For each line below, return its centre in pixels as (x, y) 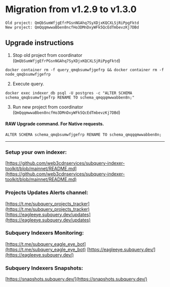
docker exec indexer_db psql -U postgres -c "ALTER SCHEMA (69, 93)
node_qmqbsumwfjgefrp (28, 74)
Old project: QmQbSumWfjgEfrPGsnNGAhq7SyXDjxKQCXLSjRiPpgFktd (72, 23)
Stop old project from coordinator (47, 55)
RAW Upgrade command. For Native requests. (55, 124)
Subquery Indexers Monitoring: (45, 233)
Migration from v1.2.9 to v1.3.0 (71, 9)
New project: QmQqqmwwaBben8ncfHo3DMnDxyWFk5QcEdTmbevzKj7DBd (72, 27)
